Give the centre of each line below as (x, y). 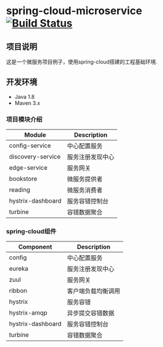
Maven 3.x (27, 103)
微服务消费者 (85, 190)
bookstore (23, 179)
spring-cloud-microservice (74, 11)
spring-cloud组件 (31, 232)
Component (35, 247)
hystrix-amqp (28, 313)
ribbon (18, 291)
